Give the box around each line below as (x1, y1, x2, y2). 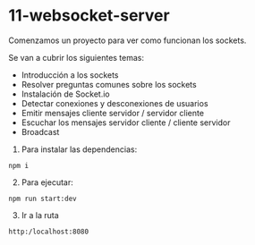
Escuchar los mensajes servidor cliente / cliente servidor (21, 117, 231, 128)
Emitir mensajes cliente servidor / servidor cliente (21, 107, 205, 118)
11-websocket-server (8, 5, 171, 26)
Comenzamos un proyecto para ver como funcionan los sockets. (8, 35, 247, 46)
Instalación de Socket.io (21, 89, 110, 99)
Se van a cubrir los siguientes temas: (8, 52, 145, 63)
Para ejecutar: (21, 176, 73, 188)
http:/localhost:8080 (8, 227, 89, 236)
